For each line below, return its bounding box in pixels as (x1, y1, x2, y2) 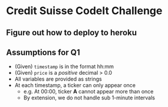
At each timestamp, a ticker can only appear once (14, 82, 136, 89)
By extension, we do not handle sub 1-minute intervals (23, 94, 155, 101)
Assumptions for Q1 (6, 47, 81, 57)
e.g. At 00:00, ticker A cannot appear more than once (23, 88, 154, 95)
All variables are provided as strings (14, 75, 102, 83)
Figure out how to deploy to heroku (6, 28, 137, 38)
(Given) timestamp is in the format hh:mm (14, 63, 114, 70)
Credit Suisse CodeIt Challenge (6, 4, 163, 18)
